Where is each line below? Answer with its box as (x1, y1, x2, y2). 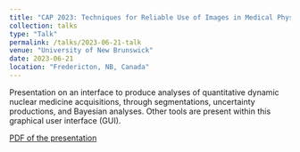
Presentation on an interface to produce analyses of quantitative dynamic (9, 86, 279, 98)
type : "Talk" (9, 29, 58, 38)
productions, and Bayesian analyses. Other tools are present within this (9, 106, 271, 116)
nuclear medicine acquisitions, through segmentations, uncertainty (9, 96, 256, 107)
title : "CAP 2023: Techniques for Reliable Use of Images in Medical (9, 12, 274, 22)
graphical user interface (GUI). (9, 115, 121, 125)
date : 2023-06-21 (9, 54, 74, 63)
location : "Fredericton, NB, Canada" (9, 63, 150, 72)
